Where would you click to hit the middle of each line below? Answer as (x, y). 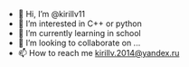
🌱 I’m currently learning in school (80, 33)
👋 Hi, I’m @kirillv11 (52, 14)
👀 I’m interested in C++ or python (80, 24)
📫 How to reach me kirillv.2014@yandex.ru (99, 53)
